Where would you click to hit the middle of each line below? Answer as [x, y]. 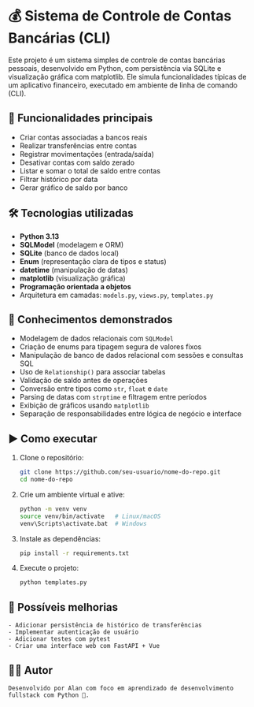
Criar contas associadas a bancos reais [83, 137]
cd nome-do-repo [46, 480]
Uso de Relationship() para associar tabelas [92, 372]
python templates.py [53, 582]
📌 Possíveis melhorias [63, 607]
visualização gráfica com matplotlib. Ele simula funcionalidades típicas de [127, 76]
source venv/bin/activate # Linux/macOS [90, 516]
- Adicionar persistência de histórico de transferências [105, 625]
